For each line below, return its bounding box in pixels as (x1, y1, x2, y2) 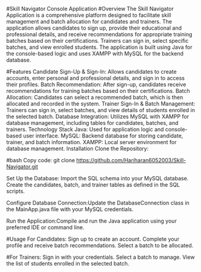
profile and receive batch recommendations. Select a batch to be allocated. (6, 242, 194, 249)
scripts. (6, 188, 25, 195)
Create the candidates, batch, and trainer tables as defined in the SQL (6, 181, 180, 188)
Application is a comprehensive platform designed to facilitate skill (6, 11, 171, 19)
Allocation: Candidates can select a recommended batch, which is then (6, 93, 183, 101)
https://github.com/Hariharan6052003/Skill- (76, 157, 187, 163)
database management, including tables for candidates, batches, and (6, 119, 179, 126)
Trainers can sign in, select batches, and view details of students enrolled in (6, 107, 195, 113)
